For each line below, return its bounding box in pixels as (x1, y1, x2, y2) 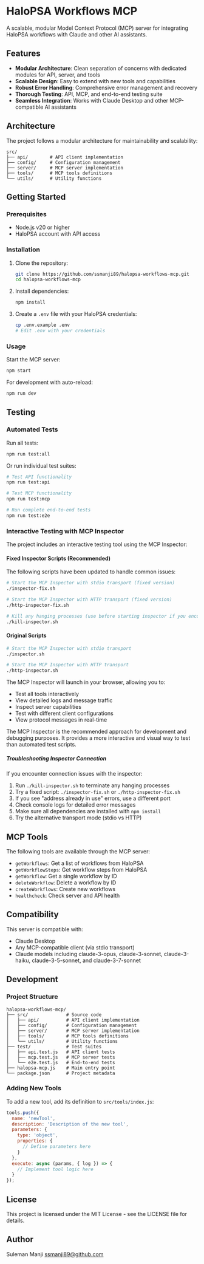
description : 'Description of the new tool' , (12, 1121, 129, 1127)
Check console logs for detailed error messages (15, 801, 136, 808)
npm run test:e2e (6, 512, 50, 519)
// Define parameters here (22, 1144, 91, 1150)
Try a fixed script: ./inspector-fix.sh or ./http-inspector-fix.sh (15, 788, 181, 796)
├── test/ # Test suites (6, 1044, 102, 1050)
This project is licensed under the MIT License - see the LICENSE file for (6, 1211, 187, 1217)
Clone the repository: (15, 259, 69, 267)
